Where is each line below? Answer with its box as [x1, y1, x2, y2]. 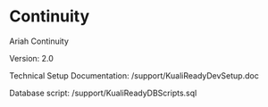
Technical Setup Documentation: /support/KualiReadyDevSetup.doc [9, 70, 259, 81]
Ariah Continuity [9, 36, 70, 46]
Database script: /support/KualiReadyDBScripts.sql [9, 87, 197, 98]
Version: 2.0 [9, 53, 54, 63]
